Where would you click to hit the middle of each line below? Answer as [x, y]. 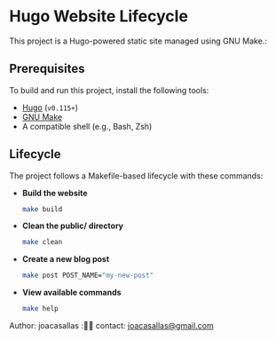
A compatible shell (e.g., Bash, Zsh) [87, 126]
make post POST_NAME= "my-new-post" [88, 276]
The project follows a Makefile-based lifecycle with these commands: [136, 176]
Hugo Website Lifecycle [99, 16]
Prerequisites [47, 69]
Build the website [55, 193]
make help [40, 309]
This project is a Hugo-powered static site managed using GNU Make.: [138, 41]
